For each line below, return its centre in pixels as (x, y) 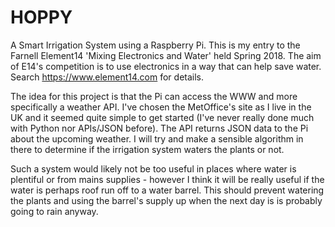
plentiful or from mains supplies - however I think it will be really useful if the (167, 179)
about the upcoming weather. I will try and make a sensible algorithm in (157, 138)
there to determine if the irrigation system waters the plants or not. (147, 149)
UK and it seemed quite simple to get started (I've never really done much (162, 117)
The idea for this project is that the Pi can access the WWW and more (154, 96)
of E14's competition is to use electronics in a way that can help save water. (166, 66)
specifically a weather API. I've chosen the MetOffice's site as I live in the (161, 107)
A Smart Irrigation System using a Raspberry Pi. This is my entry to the (155, 45)
